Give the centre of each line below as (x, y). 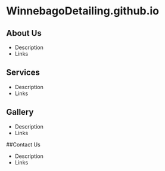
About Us (24, 33)
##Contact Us (23, 144)
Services (23, 73)
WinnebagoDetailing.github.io (83, 11)
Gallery (20, 112)
